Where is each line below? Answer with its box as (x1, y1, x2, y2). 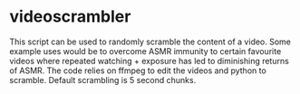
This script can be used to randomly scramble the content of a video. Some (9, 36, 292, 47)
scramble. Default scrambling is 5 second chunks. (9, 74, 197, 85)
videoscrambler (9, 6, 131, 27)
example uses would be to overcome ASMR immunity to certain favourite (9, 45, 282, 56)
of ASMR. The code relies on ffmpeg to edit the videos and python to (9, 65, 267, 76)
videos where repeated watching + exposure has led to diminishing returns (9, 55, 290, 66)
